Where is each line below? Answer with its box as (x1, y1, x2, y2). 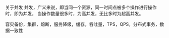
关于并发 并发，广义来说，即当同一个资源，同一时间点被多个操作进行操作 (5, 4, 157, 10)
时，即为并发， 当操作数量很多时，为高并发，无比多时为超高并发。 (5, 10, 144, 16)
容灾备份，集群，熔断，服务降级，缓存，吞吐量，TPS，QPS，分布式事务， (5, 21, 160, 27)
